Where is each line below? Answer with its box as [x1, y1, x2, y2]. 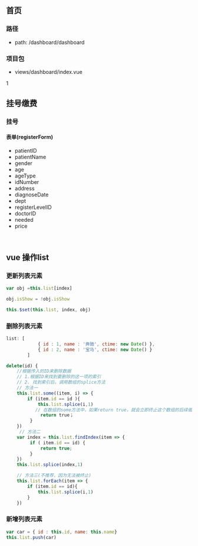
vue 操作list [6, 252, 49, 262]
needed [14, 216, 34, 223]
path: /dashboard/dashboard [14, 38, 85, 46]
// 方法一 [16, 385, 38, 391]
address [14, 185, 35, 192]
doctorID [14, 209, 37, 217]
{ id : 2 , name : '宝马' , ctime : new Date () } [37, 347, 153, 353]
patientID [14, 147, 37, 154]
